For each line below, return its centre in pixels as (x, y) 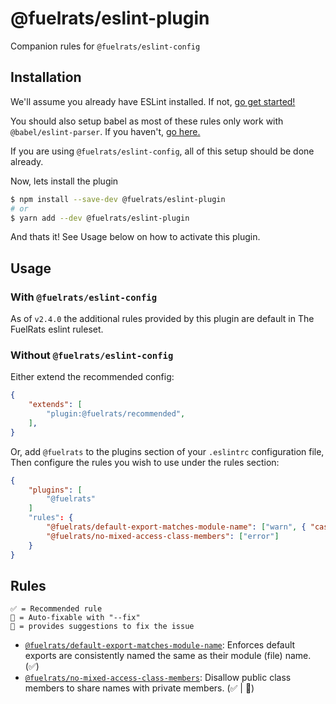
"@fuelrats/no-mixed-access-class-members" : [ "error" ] (163, 536)
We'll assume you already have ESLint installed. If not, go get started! (153, 101)
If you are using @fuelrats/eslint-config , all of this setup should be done (162, 151)
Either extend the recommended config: (92, 377)
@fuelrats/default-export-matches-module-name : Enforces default (160, 645)
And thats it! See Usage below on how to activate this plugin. (135, 237)
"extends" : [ (55, 405)
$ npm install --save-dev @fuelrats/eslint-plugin (118, 199)
